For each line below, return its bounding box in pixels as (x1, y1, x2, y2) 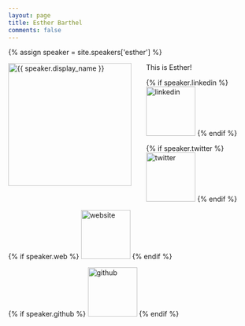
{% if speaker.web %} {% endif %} (8, 252, 173, 262)
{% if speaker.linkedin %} (146, 78, 228, 87)
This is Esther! (146, 63, 192, 72)
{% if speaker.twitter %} (146, 144, 225, 153)
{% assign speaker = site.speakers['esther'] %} (8, 48, 163, 57)
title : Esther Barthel (8, 19, 83, 27)
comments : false (8, 26, 61, 34)
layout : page (8, 11, 51, 20)
